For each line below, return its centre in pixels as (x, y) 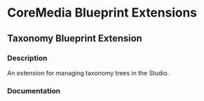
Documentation (34, 91)
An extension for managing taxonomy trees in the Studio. (88, 73)
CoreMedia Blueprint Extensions (102, 13)
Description (27, 58)
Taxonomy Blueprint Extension (75, 38)
